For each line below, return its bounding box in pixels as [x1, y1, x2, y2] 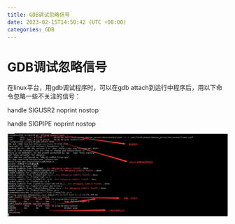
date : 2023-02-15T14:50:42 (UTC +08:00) [7, 18, 127, 26]
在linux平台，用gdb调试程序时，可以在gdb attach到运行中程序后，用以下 [7, 84, 217, 92]
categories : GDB [7, 26, 55, 33]
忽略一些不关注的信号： [13, 92, 81, 100]
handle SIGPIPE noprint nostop [7, 119, 96, 128]
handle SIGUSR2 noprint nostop [7, 106, 99, 114]
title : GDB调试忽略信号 [7, 11, 70, 18]
